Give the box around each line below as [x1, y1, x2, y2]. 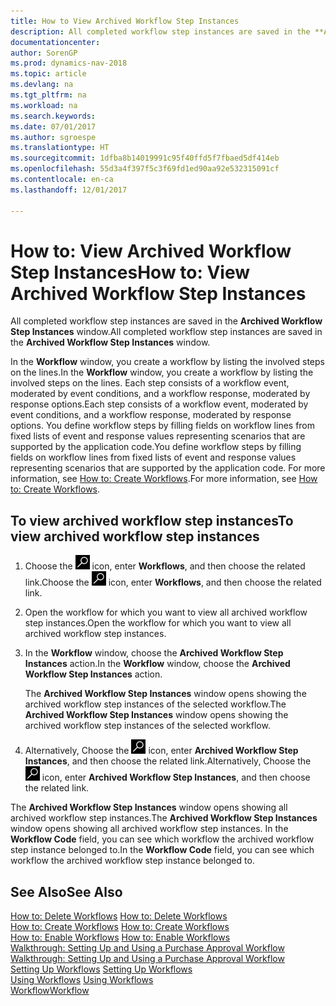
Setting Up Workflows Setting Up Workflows [10, 963, 193, 975]
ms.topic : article [10, 69, 87, 79]
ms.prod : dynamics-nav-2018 [10, 58, 128, 69]
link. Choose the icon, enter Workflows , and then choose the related [24, 576, 322, 589]
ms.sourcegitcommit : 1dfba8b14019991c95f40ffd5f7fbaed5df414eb [10, 153, 280, 164]
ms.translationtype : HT [10, 143, 110, 153]
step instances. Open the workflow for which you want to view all [24, 617, 292, 629]
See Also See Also [10, 883, 123, 900]
